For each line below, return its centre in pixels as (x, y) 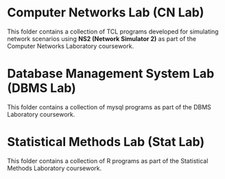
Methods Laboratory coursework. (55, 168)
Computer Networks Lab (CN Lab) (106, 13)
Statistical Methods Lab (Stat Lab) (106, 142)
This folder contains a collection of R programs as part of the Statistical (108, 161)
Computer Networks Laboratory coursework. (71, 46)
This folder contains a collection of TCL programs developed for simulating (113, 31)
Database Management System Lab (111, 74)
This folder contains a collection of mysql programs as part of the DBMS (109, 107)
